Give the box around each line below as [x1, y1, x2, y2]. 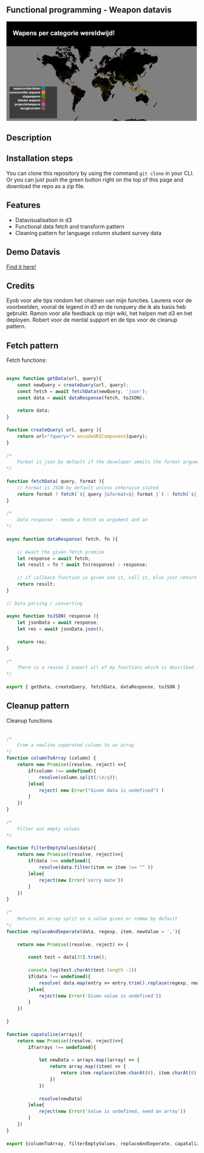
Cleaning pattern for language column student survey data [15, 229, 162, 236]
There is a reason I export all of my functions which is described [17, 665, 194, 671]
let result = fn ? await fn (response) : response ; [17, 562, 148, 568]
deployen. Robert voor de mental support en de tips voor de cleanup [6, 316, 178, 323]
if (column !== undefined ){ [28, 767, 97, 774]
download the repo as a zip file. [6, 182, 85, 189]
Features [6, 200, 41, 211]
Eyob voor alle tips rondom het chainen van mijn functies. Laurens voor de [6, 297, 192, 304]
